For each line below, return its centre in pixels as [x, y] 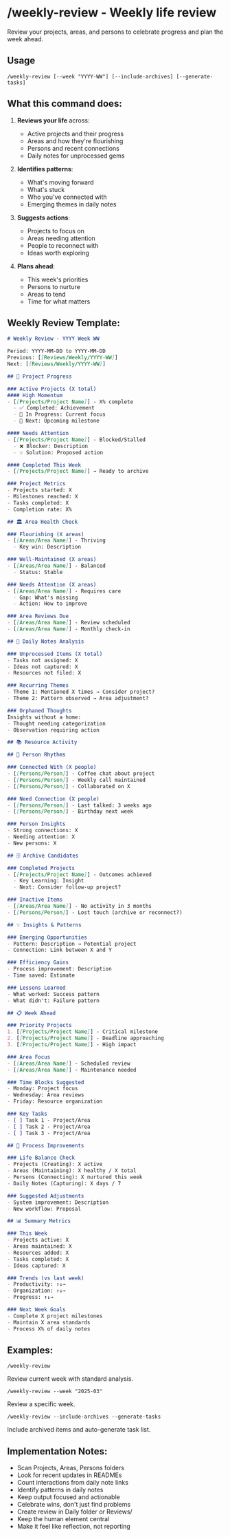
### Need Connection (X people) [53, 799]
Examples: [30, 1350]
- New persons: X [32, 843]
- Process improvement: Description [59, 969]
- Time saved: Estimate [41, 975]
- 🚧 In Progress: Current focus [60, 414]
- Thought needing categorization [57, 723]
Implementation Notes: [57, 1451]
